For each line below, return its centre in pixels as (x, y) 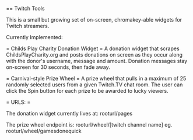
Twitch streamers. (28, 26)
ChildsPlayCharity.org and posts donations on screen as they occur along (94, 55)
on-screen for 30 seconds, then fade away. (58, 67)
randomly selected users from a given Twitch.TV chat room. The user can (94, 85)
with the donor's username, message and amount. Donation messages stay (97, 61)
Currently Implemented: (34, 37)
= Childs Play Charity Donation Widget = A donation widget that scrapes (93, 48)
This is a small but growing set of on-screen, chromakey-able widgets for (94, 20)
